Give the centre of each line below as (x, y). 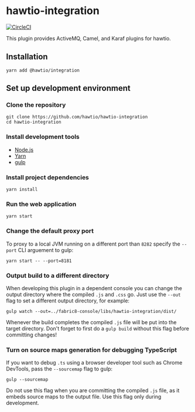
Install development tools (43, 137)
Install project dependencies (48, 177)
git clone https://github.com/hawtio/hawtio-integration (77, 117)
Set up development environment (68, 88)
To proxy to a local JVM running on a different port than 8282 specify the (93, 244)
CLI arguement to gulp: (46, 250)
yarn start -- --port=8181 (39, 261)
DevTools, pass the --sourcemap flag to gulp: (59, 369)
